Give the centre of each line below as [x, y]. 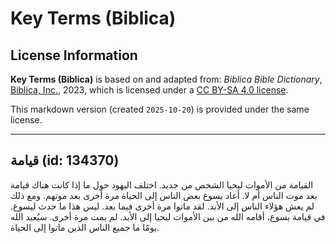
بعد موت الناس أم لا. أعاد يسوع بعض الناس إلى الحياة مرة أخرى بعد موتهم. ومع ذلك [164, 195]
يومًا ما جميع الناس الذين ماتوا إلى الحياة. [85, 227]
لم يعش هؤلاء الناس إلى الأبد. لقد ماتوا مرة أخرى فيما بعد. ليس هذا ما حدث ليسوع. [162, 206]
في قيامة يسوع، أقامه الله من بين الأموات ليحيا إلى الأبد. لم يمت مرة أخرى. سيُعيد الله [168, 216]
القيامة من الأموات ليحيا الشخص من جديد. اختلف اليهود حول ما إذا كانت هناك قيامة [162, 184]
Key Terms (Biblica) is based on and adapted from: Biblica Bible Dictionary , [166, 79]
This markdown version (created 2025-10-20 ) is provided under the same [160, 109]
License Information [74, 55]
